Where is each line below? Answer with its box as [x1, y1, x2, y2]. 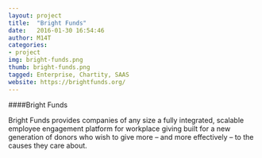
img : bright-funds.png [8, 56, 83, 64]
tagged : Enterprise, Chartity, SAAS [8, 71, 129, 79]
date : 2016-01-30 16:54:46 [8, 26, 105, 34]
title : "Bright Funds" [8, 19, 87, 27]
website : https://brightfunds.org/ [8, 78, 126, 86]
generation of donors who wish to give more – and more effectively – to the [8, 132, 254, 141]
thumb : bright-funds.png [8, 64, 91, 71]
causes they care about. [8, 141, 87, 150]
